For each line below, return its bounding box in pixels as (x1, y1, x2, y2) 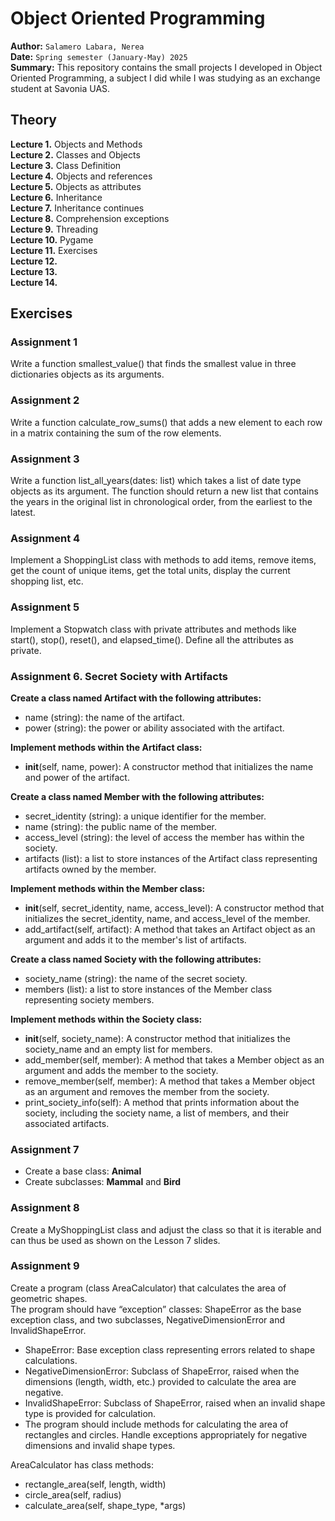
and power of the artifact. (24, 771, 130, 783)
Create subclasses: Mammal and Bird (24, 1176, 182, 1188)
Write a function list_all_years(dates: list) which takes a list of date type (10, 475, 302, 487)
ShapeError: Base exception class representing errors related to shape (24, 1343, 316, 1356)
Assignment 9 (10, 1259, 80, 1273)
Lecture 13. (10, 265, 58, 277)
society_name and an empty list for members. (24, 1043, 213, 1055)
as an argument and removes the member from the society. (24, 1085, 270, 1097)
